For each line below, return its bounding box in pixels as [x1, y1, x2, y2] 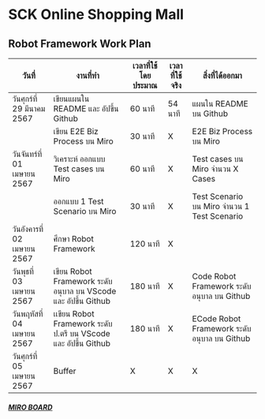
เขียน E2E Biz [53, 126, 99, 137]
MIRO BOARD [8, 402, 53, 412]
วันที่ [22, 70, 36, 80]
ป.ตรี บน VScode [53, 328, 110, 339]
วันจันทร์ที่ [12, 148, 43, 159]
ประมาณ [132, 80, 158, 91]
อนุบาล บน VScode [53, 286, 117, 297]
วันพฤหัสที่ [12, 309, 43, 319]
